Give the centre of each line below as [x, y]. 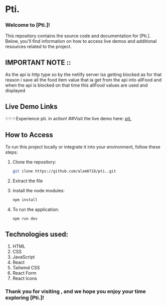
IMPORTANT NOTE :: [38, 62]
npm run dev [25, 218]
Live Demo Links [31, 106]
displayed [15, 91]
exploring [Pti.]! [25, 298]
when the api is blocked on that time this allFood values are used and [76, 85]
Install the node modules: [39, 190]
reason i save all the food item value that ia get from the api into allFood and [83, 80]
